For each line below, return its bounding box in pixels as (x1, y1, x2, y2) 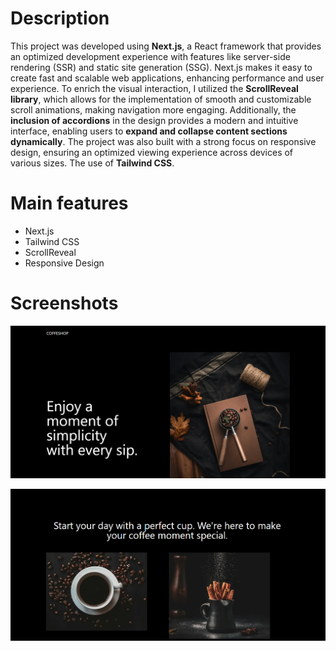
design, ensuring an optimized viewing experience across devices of (10, 146, 294, 158)
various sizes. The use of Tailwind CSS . (10, 157, 175, 169)
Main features (10, 192, 129, 215)
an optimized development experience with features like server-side (10, 50, 291, 62)
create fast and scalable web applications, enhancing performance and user (10, 72, 325, 84)
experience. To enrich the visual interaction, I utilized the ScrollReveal (10, 82, 299, 94)
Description (10, 7, 110, 30)
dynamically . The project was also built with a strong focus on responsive (10, 135, 317, 147)
